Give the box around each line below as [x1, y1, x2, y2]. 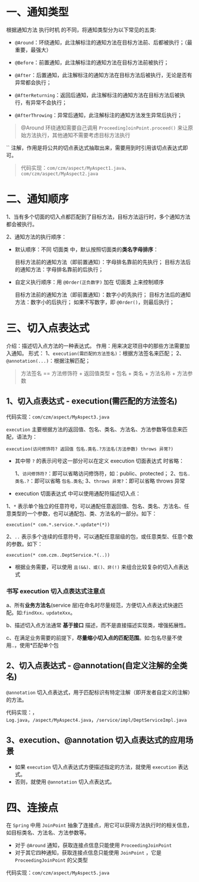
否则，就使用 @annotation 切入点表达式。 [14, 778, 115, 785]
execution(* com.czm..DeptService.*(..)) [6, 552, 110, 558]
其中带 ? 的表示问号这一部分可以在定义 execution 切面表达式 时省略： [14, 457, 184, 464]
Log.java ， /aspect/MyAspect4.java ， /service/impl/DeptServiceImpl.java [6, 716, 187, 723]
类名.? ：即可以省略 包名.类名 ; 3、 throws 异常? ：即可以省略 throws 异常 [14, 477, 185, 484]
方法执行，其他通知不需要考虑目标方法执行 [26, 131, 131, 138]
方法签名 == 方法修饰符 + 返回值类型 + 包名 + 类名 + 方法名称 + [20, 369, 176, 377]
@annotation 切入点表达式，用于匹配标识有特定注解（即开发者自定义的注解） [6, 689, 193, 696]
